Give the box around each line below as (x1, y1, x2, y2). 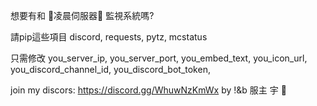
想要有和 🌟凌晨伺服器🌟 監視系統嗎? (10, 10, 155, 21)
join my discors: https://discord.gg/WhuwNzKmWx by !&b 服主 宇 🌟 (10, 84, 287, 96)
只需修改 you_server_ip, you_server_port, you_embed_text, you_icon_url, (10, 52, 308, 64)
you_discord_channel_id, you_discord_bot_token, (10, 64, 211, 75)
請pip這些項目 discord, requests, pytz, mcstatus (10, 31, 208, 43)
